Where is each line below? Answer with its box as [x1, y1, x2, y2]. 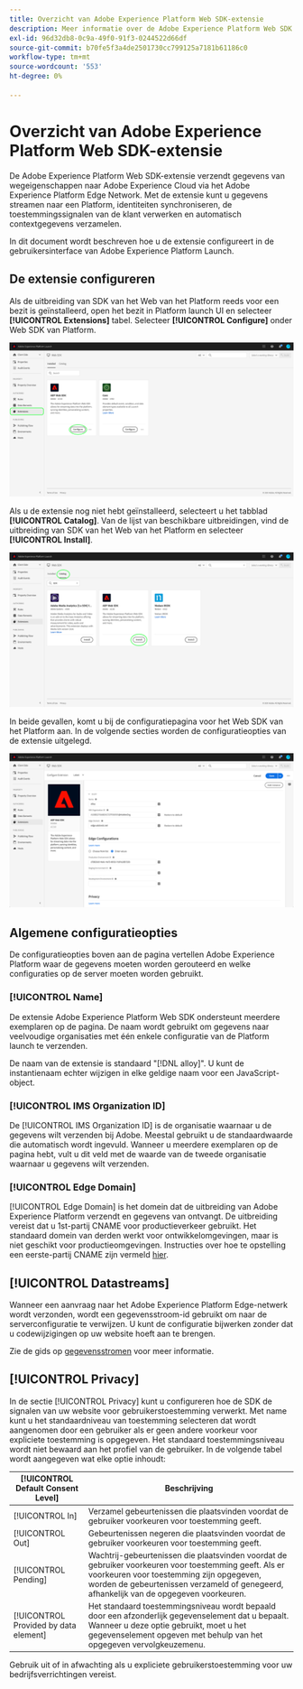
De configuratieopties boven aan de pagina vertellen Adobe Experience [9, 949, 275, 961]
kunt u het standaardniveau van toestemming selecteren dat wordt [9, 1415, 257, 1425]
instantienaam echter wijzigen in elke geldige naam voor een [9, 1067, 234, 1078]
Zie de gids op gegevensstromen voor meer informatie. [9, 1345, 215, 1356]
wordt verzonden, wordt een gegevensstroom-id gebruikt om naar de [9, 1309, 268, 1320]
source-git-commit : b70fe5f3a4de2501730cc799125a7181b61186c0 [9, 43, 248, 52]
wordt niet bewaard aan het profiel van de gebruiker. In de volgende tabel [9, 1443, 282, 1454]
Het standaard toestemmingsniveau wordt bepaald [88, 1601, 277, 1611]
